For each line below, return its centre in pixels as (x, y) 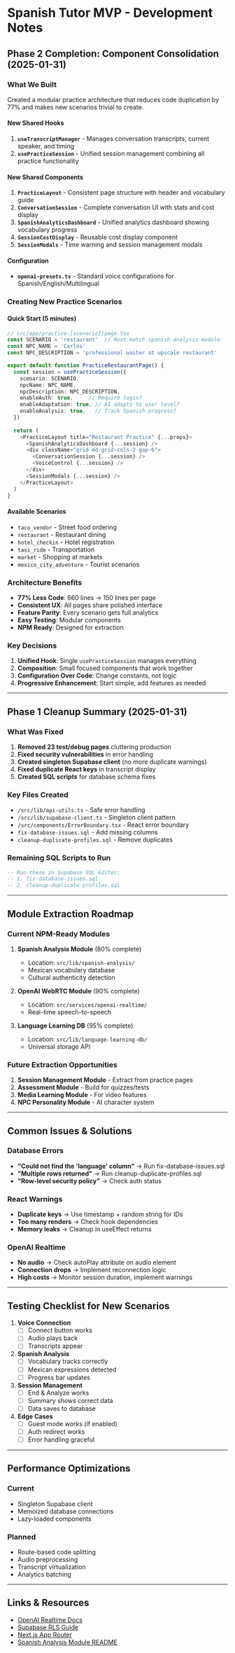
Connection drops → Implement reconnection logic (92, 1270)
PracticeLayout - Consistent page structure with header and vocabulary (121, 193)
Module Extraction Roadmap (71, 914)
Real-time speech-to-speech (70, 1012)
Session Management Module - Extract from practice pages (105, 1080)
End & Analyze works (58, 1393)
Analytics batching (44, 1574)
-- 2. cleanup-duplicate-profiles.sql (64, 886)
